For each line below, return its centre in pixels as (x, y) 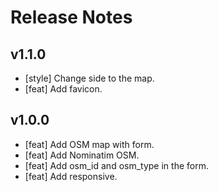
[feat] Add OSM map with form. (89, 144)
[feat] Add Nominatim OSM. (82, 155)
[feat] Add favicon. (63, 89)
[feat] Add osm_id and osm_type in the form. (116, 165)
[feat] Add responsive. (71, 176)
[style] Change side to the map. (89, 78)
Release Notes (71, 17)
